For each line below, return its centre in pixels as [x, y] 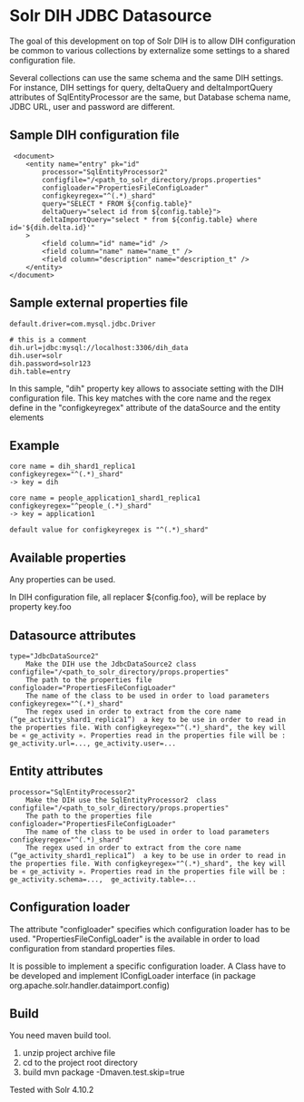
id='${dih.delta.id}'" [52, 228]
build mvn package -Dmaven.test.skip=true [103, 1072]
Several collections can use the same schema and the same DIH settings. [147, 77]
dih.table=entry [40, 371]
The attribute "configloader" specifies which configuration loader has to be [150, 929]
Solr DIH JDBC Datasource [111, 16]
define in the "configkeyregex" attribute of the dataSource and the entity [145, 407]
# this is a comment [49, 340]
